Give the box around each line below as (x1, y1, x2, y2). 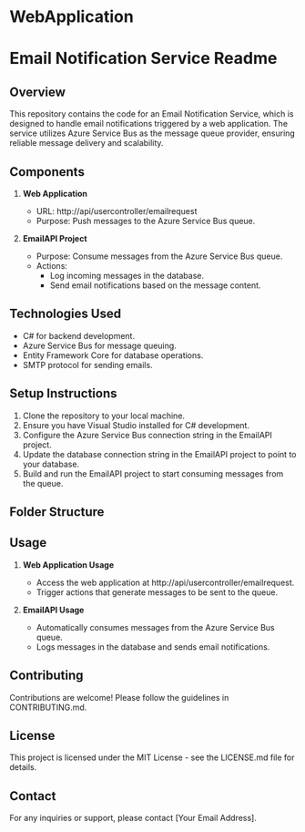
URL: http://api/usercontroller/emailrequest (36, 206, 198, 216)
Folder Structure (9, 504, 105, 520)
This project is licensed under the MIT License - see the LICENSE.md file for (9, 752, 295, 763)
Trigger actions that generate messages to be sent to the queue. (36, 586, 279, 598)
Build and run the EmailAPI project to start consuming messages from (22, 467, 284, 479)
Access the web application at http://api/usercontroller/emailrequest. (36, 577, 295, 588)
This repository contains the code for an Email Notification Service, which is (9, 108, 294, 119)
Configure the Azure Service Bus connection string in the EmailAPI (22, 429, 273, 440)
